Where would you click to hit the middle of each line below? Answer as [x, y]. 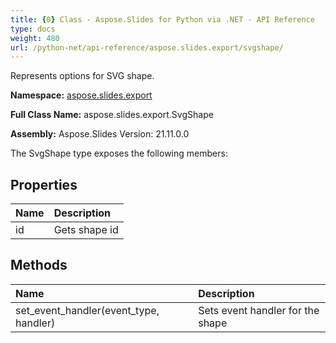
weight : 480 [35, 38]
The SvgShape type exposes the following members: [119, 153]
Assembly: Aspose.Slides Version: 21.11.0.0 [100, 134]
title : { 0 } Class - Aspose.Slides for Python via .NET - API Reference [162, 19]
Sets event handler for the [259, 310]
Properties [44, 184]
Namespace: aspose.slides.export [81, 95]
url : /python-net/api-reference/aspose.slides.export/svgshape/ [147, 47]
